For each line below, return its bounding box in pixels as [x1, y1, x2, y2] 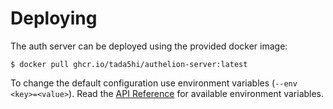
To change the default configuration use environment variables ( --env [10, 77, 298, 89]
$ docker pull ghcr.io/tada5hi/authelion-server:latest [10, 59, 248, 69]
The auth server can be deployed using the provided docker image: [10, 40, 288, 52]
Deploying [10, 7, 98, 30]
